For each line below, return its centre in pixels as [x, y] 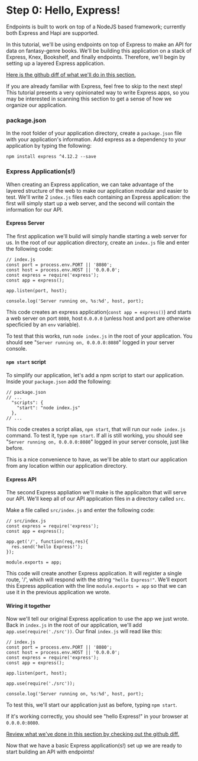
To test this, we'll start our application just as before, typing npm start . [92, 705]
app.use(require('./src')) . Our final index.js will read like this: [84, 632]
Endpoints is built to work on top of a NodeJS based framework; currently [96, 27]
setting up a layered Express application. [56, 63]
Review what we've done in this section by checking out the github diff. [93, 734]
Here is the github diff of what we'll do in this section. [71, 75]
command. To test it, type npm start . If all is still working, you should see [95, 435]
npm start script [26, 362]
